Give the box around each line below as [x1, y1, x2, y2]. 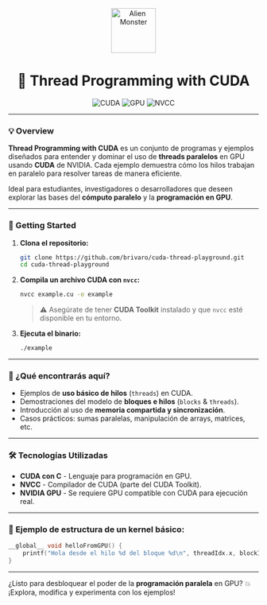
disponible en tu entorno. [39, 313, 122, 323]
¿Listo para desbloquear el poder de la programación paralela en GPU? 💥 [8, 578, 251, 588]
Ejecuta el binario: [19, 329, 81, 339]
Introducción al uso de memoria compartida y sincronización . [19, 405, 226, 415]
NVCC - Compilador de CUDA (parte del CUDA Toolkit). [19, 479, 202, 489]
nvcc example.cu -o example [19, 290, 113, 299]
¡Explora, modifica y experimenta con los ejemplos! [8, 588, 176, 597]
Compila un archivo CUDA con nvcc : [19, 275, 141, 285]
